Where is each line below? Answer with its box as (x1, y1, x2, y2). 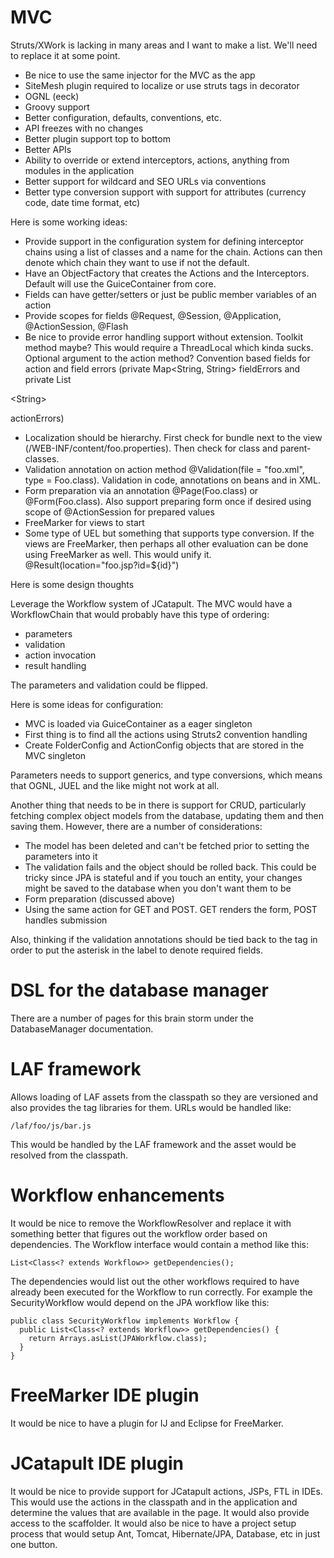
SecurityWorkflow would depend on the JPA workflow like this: (10, 1296, 270, 1308)
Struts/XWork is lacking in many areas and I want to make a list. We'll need (10, 39, 318, 51)
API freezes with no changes (24, 122, 144, 134)
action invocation (24, 649, 97, 661)
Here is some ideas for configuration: (10, 698, 164, 710)
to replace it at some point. (10, 49, 121, 61)
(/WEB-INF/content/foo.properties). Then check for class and (24, 442, 278, 454)
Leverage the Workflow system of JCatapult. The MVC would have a (10, 597, 293, 610)
